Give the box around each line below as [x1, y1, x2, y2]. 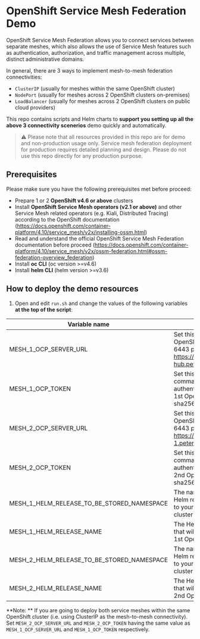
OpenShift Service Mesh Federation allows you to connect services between [6, 36, 194, 43]
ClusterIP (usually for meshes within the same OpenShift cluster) [14, 85, 176, 92]
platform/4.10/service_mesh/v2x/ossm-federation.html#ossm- [14, 247, 168, 254]
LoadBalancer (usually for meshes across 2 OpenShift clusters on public [14, 97, 190, 105]
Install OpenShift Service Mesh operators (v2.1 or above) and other [14, 203, 182, 210]
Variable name [67, 320, 110, 328]
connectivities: [6, 73, 42, 80]
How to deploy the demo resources [6, 284, 139, 294]
